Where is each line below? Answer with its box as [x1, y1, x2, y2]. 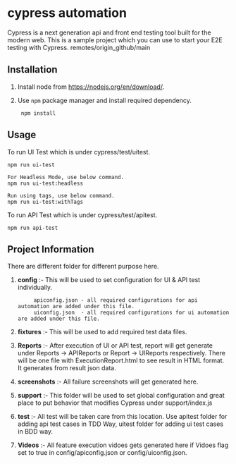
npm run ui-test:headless [7, 180, 83, 187]
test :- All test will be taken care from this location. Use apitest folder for [17, 413, 228, 421]
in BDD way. [17, 427, 54, 436]
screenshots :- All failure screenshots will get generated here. [17, 377, 199, 386]
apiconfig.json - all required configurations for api [33, 297, 198, 304]
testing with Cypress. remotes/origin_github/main [7, 43, 151, 51]
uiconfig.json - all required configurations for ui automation [33, 309, 230, 317]
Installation [7, 63, 58, 75]
